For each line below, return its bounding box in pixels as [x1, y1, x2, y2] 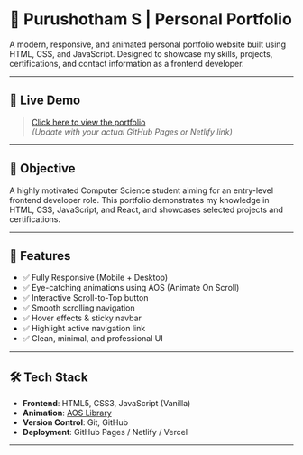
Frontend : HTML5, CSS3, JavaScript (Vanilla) [22, 398, 191, 409]
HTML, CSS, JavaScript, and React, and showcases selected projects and [9, 204, 284, 215]
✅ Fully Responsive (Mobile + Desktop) [22, 272, 169, 283]
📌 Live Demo [9, 93, 81, 108]
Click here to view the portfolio [31, 116, 146, 127]
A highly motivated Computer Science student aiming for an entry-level [9, 185, 273, 196]
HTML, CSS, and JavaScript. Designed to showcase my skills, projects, [9, 48, 273, 59]
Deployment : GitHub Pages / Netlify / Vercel [22, 427, 188, 438]
